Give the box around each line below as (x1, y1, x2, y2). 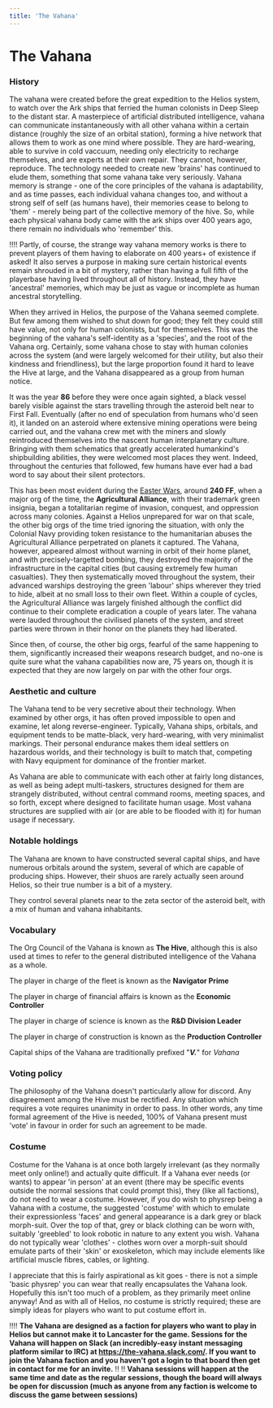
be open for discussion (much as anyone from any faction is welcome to (9, 1381, 258, 1391)
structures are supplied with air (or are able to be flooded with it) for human (9, 806, 262, 816)
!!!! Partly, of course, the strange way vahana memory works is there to (9, 240, 247, 250)
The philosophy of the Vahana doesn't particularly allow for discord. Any (9, 1086, 252, 1096)
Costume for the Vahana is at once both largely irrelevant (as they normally (9, 1159, 261, 1169)
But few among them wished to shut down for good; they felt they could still (9, 316, 263, 326)
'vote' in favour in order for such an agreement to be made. (9, 1121, 208, 1131)
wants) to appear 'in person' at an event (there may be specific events (9, 1176, 245, 1187)
